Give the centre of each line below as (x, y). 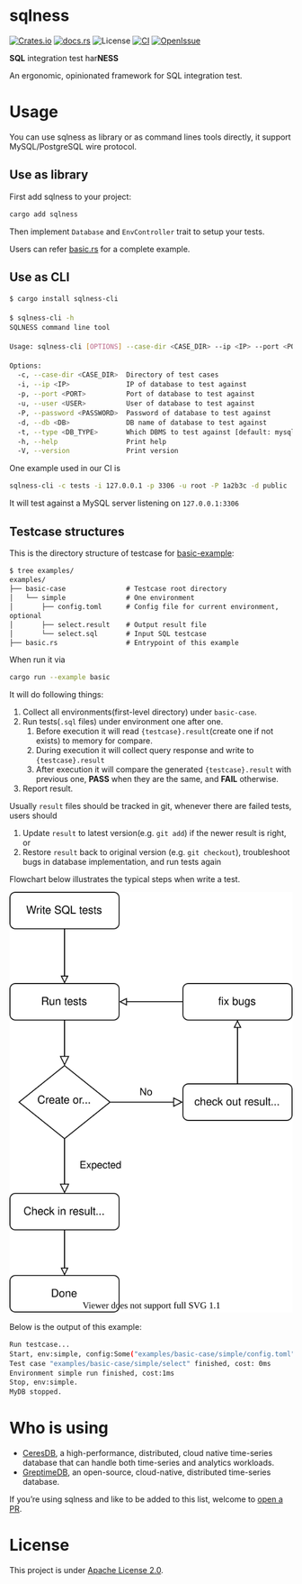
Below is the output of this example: (75, 1326)
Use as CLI (40, 277)
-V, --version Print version (98, 451)
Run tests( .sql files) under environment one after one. (123, 721)
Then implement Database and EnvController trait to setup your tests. (137, 232)
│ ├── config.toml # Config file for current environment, (144, 606)
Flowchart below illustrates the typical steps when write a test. (125, 878)
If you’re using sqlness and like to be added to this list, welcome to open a (146, 1499)
